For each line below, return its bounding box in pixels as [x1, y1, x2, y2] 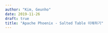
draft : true [5, 16, 29, 21]
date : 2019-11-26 [5, 12, 40, 16]
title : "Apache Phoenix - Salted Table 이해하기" [5, 20, 104, 26]
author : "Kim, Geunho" [5, 7, 51, 12]
